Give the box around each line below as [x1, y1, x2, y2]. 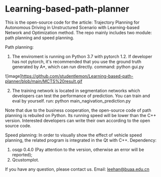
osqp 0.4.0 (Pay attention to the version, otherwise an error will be [12, 147, 144, 152]
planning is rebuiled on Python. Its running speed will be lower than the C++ [5, 112, 156, 118]
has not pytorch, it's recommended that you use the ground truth [12, 59, 142, 64]
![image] [5, 73, 22, 79]
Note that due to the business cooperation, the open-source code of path [5, 107, 151, 113]
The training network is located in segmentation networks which [12, 88, 140, 93]
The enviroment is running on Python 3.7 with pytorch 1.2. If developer [12, 53, 152, 59]
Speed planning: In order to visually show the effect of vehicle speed [5, 132, 142, 138]
